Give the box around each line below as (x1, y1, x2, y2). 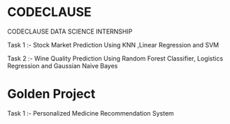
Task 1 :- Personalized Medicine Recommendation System (7, 109, 175, 117)
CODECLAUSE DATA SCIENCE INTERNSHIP (7, 27, 133, 36)
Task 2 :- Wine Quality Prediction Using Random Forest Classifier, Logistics (7, 54, 224, 63)
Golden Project (7, 86, 96, 102)
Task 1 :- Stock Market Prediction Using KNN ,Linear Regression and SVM (7, 40, 219, 49)
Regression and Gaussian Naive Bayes (7, 61, 118, 70)
